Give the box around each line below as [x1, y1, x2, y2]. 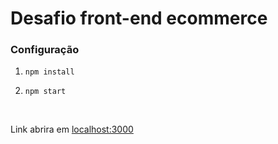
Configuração [10, 43, 80, 57]
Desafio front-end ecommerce [10, 7, 268, 30]
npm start [24, 87, 67, 97]
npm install [24, 67, 75, 77]
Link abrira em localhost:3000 [10, 123, 134, 136]
